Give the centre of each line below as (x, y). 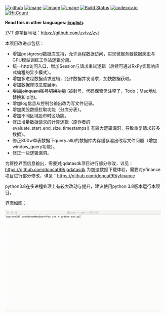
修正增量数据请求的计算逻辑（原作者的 (51, 122)
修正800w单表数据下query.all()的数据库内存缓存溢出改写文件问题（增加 (85, 140)
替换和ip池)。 (26, 97)
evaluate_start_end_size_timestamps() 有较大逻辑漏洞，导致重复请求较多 (86, 128)
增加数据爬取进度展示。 (36, 85)
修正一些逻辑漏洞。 (32, 153)
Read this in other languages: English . (45, 23)
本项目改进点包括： (25, 43)
